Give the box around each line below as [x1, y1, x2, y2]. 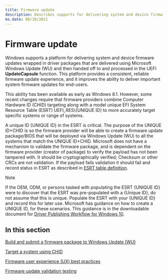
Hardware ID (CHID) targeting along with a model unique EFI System [5, 102, 146, 108]
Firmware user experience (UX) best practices [5, 258, 101, 264]
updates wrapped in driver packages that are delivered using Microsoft [5, 60, 151, 66]
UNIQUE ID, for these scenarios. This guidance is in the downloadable [5, 206, 149, 212]
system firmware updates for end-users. [5, 81, 88, 88]
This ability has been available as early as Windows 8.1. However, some [5, 91, 152, 97]
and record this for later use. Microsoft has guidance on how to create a [5, 200, 153, 206]
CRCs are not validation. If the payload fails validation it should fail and [5, 160, 150, 166]
